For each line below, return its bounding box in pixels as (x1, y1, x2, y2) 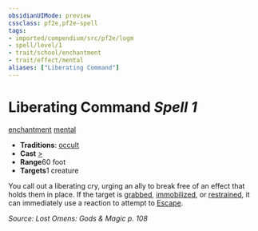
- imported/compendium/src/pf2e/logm (8, 34, 134, 42)
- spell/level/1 (8, 42, 62, 50)
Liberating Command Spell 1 (8, 98, 197, 116)
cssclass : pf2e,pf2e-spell (8, 19, 98, 27)
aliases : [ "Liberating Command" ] (8, 64, 120, 72)
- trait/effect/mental (8, 57, 84, 65)
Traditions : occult (19, 140, 80, 149)
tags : (8, 26, 26, 34)
